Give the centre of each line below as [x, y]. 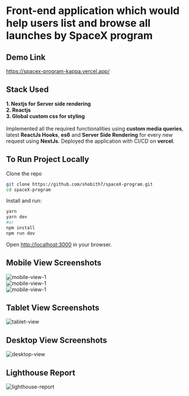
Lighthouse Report [41, 373]
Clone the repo [24, 173]
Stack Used [28, 90]
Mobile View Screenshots [54, 263]
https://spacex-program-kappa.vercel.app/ [58, 71]
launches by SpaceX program [80, 36]
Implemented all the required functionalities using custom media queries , [95, 128]
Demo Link [26, 57]
